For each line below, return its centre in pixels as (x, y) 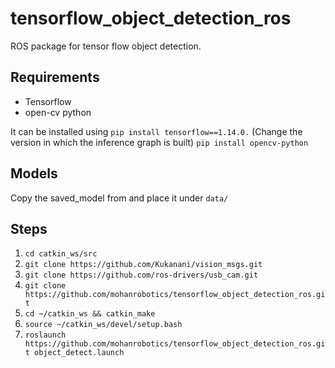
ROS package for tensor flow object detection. (106, 46)
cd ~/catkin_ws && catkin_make (90, 314)
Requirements (55, 77)
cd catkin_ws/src (61, 254)
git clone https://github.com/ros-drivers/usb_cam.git (141, 275)
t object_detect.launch (74, 353)
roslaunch (45, 335)
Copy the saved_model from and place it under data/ (119, 198)
